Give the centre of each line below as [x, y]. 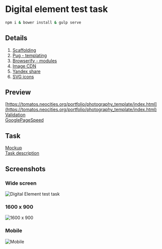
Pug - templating [30, 55]
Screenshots [25, 169]
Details [16, 38]
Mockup [14, 148]
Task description [22, 153]
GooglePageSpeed [24, 120]
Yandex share [26, 71]
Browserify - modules [35, 60]
